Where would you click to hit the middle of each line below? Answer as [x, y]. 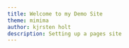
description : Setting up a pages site [64, 34]
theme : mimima [28, 20]
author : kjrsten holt [39, 27]
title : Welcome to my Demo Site [55, 14]
